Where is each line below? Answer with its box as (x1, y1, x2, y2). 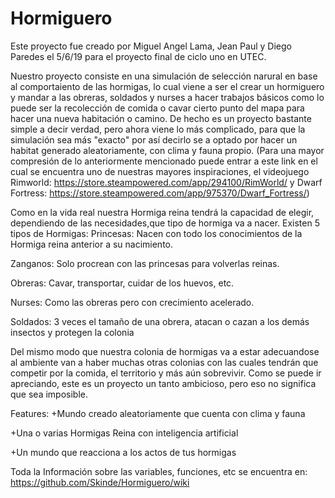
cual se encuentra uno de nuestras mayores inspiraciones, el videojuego (10, 165, 310, 177)
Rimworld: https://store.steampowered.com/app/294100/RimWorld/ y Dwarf (10, 176, 323, 188)
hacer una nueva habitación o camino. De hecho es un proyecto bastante (10, 112, 312, 124)
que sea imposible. (10, 388, 88, 400)
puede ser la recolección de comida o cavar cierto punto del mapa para (10, 102, 305, 114)
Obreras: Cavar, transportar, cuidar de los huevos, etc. (10, 277, 235, 289)
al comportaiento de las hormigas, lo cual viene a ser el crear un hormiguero (10, 80, 325, 92)
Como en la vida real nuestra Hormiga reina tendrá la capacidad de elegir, (10, 206, 315, 218)
